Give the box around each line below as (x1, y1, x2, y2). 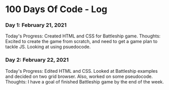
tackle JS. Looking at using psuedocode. (5, 44, 91, 50)
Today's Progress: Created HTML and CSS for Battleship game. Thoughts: (5, 33, 161, 39)
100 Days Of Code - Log (5, 4, 108, 15)
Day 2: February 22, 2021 (5, 57, 69, 64)
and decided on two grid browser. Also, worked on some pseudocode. (5, 73, 153, 79)
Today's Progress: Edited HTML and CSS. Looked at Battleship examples (5, 68, 158, 74)
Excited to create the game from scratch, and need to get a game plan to (5, 38, 158, 44)
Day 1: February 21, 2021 (5, 22, 67, 29)
